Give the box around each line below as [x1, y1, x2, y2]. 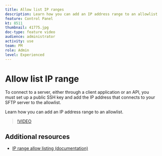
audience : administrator [5, 35, 55, 39]
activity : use [5, 39, 34, 44]
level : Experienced [5, 52, 45, 57]
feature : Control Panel [5, 16, 54, 21]
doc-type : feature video [5, 30, 55, 35]
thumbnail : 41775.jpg [5, 25, 49, 30]
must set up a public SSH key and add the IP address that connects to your [5, 94, 156, 100]
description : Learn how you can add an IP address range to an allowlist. [5, 12, 160, 17]
